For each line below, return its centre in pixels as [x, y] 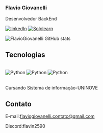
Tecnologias [25, 54]
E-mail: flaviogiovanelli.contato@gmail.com [50, 116]
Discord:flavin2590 [25, 126]
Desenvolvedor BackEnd [31, 19]
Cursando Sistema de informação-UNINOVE [52, 88]
